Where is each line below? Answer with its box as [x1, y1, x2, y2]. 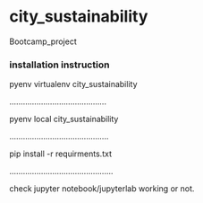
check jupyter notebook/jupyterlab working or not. [9, 183, 195, 194]
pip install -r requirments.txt [9, 148, 112, 159]
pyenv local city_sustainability [9, 114, 119, 125]
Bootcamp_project [9, 36, 78, 47]
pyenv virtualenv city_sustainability [9, 79, 138, 90]
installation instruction [9, 58, 110, 71]
